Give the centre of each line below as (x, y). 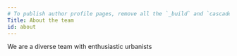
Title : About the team (41, 20)
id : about (22, 27)
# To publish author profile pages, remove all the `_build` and (105, 14)
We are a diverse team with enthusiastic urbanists (80, 47)
